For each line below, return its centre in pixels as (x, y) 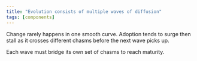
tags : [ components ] (31, 17)
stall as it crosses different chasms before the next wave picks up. (88, 40)
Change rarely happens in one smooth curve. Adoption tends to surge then (99, 34)
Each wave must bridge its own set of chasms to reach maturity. (85, 52)
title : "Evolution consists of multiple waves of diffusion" (84, 12)
